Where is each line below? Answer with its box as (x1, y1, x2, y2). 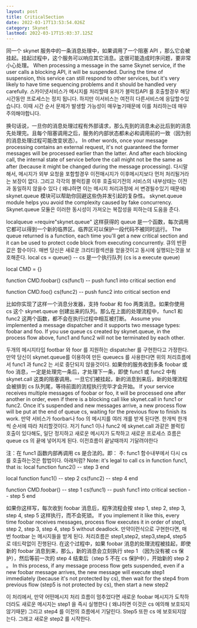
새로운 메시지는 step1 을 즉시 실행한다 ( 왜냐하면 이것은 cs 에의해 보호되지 (21, 600, 190, 607)
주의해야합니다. (6, 110, 41, 117)
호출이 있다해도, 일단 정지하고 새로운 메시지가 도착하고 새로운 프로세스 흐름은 (6, 430, 182, 437)
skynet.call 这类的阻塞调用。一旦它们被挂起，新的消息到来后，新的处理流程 (6, 376, 188, 383)
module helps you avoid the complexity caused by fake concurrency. (6, 199, 173, 206)
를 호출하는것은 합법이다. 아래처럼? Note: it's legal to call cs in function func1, (6, 457, 188, 464)
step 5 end (9, 493, 36, 500)
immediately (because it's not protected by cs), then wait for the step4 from (6, 575, 189, 582)
